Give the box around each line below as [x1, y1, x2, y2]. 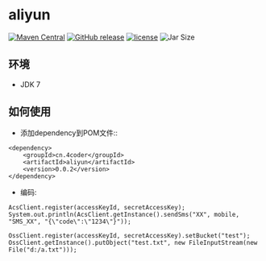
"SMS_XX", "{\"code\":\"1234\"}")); [8, 217, 131, 226]
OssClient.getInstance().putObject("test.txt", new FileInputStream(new [8, 238, 258, 246]
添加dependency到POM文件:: [19, 127, 118, 138]
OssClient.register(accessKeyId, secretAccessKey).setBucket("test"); [8, 231, 251, 239]
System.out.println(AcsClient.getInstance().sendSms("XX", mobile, [8, 210, 240, 218]
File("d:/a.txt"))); [8, 246, 78, 254]
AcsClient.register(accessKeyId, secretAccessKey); [8, 203, 185, 211]
